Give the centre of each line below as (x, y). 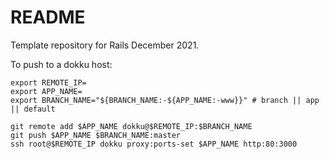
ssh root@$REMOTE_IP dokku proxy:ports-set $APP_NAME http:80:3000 (154, 144)
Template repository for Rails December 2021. (105, 45)
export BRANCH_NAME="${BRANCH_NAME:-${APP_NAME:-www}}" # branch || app (165, 100)
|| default (33, 109)
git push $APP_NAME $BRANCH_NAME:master (96, 135)
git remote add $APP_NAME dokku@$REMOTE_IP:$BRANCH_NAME (131, 126)
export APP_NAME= (46, 91)
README (48, 17)
